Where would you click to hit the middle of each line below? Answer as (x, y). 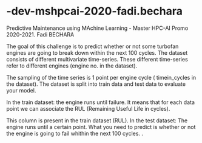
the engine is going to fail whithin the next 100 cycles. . (75, 133)
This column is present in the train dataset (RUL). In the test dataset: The (97, 120)
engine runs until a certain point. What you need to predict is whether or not (101, 127)
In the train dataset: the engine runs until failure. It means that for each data (101, 102)
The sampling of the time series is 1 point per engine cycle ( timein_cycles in (101, 77)
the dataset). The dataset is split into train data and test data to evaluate (96, 84)
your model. (21, 90)
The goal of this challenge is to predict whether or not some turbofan (93, 46)
